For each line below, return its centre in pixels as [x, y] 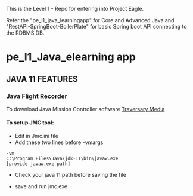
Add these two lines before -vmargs [59, 142]
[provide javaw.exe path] [38, 164]
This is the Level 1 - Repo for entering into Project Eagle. [75, 9]
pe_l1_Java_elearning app [71, 57]
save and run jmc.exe [41, 186]
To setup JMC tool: [30, 122]
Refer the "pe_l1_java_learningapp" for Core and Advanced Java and [90, 20]
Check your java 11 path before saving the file [71, 175]
